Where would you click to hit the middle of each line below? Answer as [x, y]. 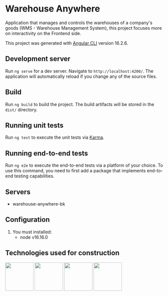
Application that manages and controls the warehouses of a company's [79, 23]
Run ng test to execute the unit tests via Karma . [55, 137]
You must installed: [32, 232]
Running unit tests [34, 125]
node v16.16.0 [34, 237]
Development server [38, 59]
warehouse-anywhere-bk [39, 204]
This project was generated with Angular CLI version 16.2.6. [67, 43]
